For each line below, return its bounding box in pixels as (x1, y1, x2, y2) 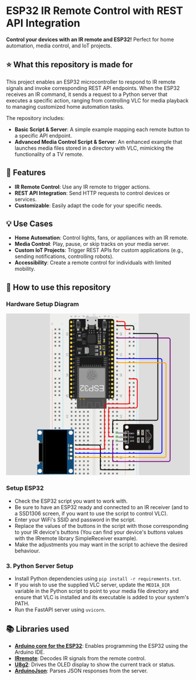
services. (14, 195, 37, 202)
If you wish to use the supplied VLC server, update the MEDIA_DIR (14, 581, 170, 589)
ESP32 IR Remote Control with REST (6, 4, 184, 18)
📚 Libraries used (6, 624, 69, 634)
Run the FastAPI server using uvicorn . (14, 606, 106, 613)
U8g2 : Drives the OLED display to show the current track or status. (14, 661, 176, 668)
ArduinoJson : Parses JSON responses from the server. (14, 667, 148, 674)
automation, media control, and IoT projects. (6, 42, 113, 49)
